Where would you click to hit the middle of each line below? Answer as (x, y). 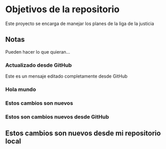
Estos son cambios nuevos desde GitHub (57, 117)
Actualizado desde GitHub (39, 65)
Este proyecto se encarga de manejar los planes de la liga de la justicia (80, 23)
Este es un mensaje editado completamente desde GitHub (66, 76)
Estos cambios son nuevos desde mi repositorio (83, 133)
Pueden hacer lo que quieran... (38, 52)
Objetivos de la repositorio (63, 9)
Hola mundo (21, 89)
